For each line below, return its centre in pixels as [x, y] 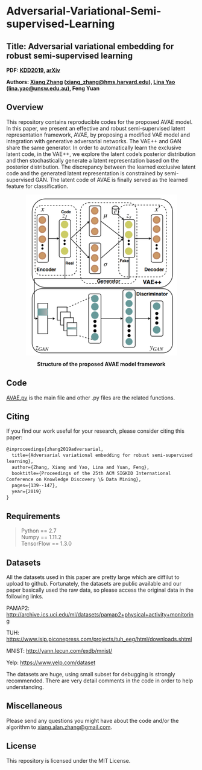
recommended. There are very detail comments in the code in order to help [100, 681]
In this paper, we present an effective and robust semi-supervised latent [96, 128]
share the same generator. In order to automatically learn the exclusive [94, 147]
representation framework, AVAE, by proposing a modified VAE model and [98, 135]
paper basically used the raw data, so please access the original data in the [100, 590]
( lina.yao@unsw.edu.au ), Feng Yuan [53, 88]
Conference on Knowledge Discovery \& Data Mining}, [74, 480]
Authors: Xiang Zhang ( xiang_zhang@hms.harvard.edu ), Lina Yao [91, 82]
